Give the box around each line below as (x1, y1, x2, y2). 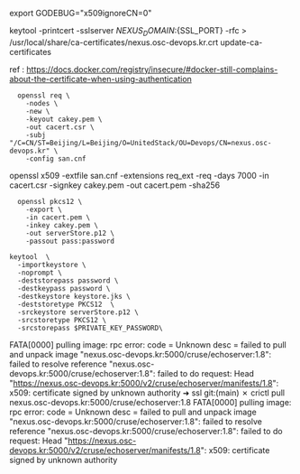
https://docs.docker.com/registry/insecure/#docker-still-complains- (26, 63, 278, 75)
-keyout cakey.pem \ (25, 115, 103, 124)
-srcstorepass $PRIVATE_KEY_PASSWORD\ (17, 323, 164, 332)
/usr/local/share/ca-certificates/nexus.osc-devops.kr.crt (9, 36, 219, 48)
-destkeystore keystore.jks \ (17, 292, 131, 301)
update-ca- (220, 36, 263, 48)
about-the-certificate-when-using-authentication (9, 73, 192, 84)
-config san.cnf (25, 153, 87, 163)
